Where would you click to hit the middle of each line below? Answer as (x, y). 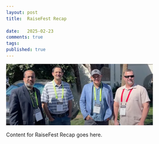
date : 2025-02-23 (30, 31)
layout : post (22, 12)
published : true (26, 50)
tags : (13, 43)
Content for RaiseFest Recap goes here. (54, 135)
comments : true (25, 37)
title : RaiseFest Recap (36, 19)
